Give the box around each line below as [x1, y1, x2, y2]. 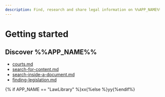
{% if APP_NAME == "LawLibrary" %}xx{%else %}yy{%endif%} [5, 86, 136, 92]
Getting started [5, 28, 69, 39]
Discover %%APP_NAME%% [5, 48, 97, 57]
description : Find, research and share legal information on [5, 7, 133, 12]
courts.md [12, 61, 33, 67]
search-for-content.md [12, 66, 59, 72]
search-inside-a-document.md [12, 71, 75, 77]
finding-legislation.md [12, 77, 57, 83]
